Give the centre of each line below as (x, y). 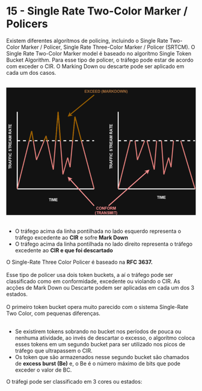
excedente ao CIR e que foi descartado (64, 250)
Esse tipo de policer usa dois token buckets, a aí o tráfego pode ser (90, 275)
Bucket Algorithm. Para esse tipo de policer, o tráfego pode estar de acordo (100, 60)
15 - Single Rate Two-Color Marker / (97, 11)
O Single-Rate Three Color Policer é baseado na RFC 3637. (80, 262)
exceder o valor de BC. (43, 370)
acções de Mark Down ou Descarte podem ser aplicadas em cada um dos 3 (100, 288)
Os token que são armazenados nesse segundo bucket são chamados (102, 357)
